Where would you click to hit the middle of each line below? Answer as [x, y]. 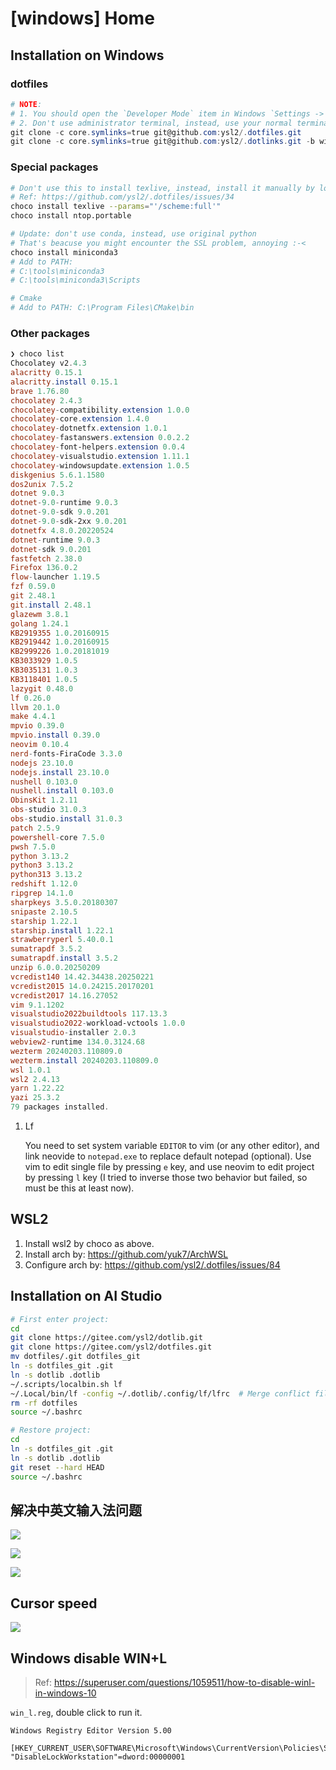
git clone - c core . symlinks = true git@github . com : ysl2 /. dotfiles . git [156, 132]
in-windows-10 [65, 1693]
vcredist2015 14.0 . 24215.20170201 [82, 986]
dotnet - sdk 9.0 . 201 [51, 549]
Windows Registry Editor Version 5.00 [91, 1731]
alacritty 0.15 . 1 [46, 373]
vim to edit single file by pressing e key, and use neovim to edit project [169, 1167]
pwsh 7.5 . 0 [33, 847]
